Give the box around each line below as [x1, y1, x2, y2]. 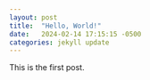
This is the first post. [9, 62, 85, 73]
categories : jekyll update [9, 37, 110, 47]
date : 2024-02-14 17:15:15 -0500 [9, 29, 142, 38]
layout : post [9, 12, 58, 22]
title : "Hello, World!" [9, 21, 102, 30]
